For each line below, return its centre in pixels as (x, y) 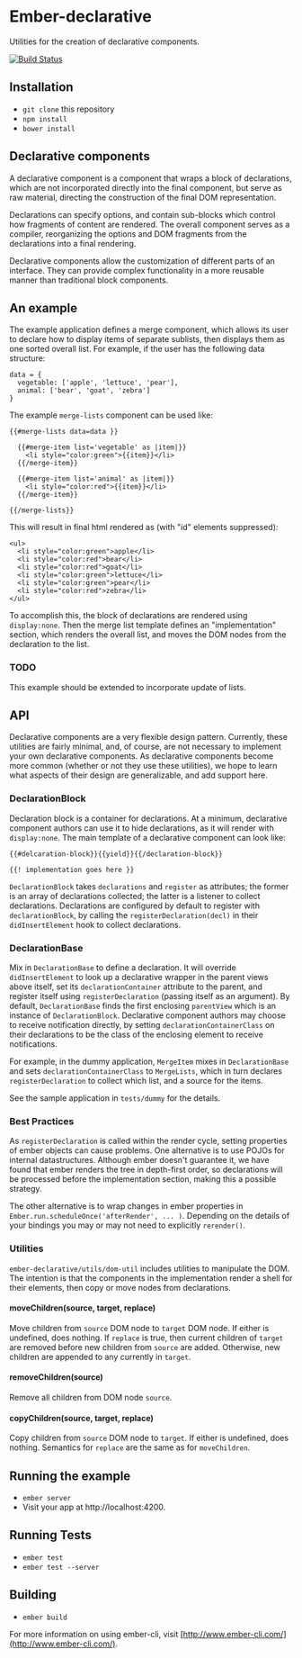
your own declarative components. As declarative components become (142, 756)
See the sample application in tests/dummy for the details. (115, 1098)
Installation (41, 87)
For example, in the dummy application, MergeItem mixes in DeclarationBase (149, 1062)
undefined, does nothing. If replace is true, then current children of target (147, 1338)
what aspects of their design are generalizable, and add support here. (138, 775)
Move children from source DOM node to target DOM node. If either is (139, 1328)
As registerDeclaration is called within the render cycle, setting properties (148, 1141)
